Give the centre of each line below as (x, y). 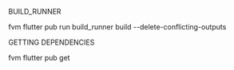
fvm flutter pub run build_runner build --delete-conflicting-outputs (117, 27)
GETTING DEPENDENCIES (52, 42)
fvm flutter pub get (39, 58)
